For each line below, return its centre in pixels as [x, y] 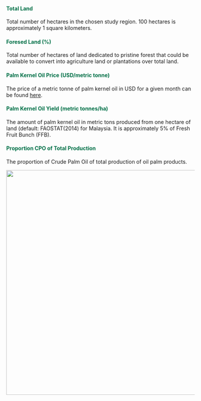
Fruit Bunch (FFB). [29, 134]
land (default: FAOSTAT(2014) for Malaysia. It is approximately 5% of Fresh [98, 128]
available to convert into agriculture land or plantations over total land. [92, 61]
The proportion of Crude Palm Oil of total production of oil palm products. [97, 162]
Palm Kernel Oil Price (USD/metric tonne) [58, 75]
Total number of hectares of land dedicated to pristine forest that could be [98, 55]
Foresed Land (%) [29, 41]
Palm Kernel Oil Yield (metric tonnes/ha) [57, 108]
